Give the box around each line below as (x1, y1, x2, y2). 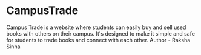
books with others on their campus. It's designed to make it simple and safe (6, 30, 196, 37)
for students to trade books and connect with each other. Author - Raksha (6, 36, 191, 44)
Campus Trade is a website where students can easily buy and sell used (6, 24, 186, 31)
